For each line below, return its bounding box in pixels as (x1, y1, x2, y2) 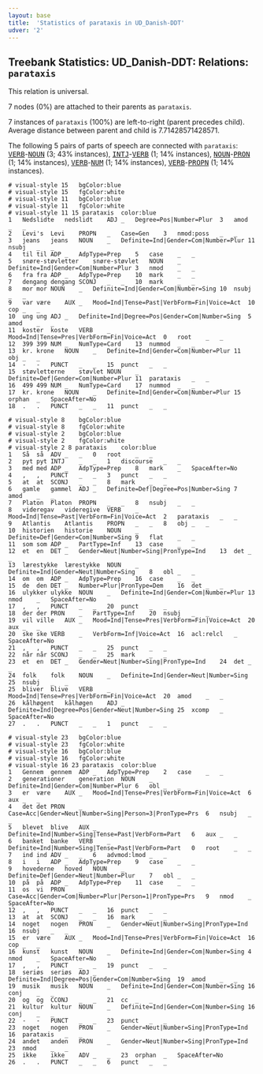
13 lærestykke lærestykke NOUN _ (8, 561, 139, 569)
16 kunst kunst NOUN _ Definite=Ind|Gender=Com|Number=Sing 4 (8, 948, 252, 956)
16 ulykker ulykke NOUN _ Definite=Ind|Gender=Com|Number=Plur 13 (8, 589, 256, 597)
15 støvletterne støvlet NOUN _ (8, 368, 139, 376)
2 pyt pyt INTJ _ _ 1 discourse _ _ (8, 458, 181, 466)
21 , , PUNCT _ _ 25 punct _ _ (8, 644, 168, 652)
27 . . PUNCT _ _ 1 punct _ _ (8, 720, 168, 728)
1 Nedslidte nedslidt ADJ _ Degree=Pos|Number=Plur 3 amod (8, 216, 248, 224)
